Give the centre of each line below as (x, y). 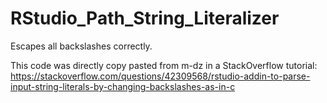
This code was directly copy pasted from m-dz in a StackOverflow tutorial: (164, 65)
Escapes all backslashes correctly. (81, 46)
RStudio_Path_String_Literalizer (145, 18)
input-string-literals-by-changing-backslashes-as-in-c (123, 86)
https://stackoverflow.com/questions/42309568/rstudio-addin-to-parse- (160, 76)
